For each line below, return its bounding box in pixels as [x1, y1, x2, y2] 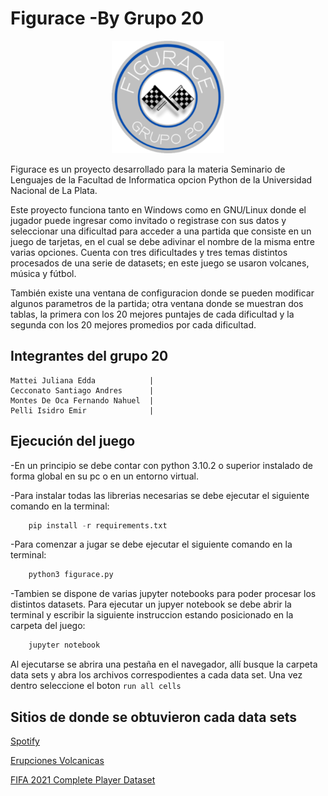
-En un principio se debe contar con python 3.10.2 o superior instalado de [10, 459, 314, 471]
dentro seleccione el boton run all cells [10, 680, 182, 692]
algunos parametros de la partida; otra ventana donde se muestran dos [10, 297, 304, 309]
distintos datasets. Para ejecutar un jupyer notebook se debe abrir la [10, 598, 292, 611]
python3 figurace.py [28, 570, 114, 580]
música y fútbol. [10, 267, 77, 279]
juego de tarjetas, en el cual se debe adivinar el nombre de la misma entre [10, 235, 315, 247]
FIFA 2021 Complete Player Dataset [10, 774, 156, 786]
